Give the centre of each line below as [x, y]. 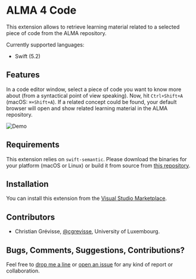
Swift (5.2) [27, 56]
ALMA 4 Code [41, 10]
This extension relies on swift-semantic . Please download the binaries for [97, 159]
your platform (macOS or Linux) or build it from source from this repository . [98, 165]
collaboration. [23, 271]
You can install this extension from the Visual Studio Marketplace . [87, 198]
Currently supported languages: [45, 45]
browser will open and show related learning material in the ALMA [87, 108]
